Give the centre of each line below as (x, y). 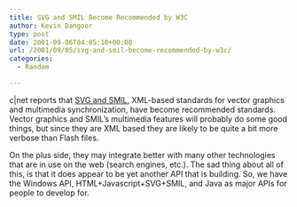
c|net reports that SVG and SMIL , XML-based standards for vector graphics (147, 100)
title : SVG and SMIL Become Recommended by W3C (99, 17)
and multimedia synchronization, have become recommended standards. (143, 109)
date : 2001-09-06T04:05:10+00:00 (71, 42)
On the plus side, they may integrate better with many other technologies (142, 155)
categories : (31, 59)
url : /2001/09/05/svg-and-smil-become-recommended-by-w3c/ (121, 51)
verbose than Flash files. (54, 138)
